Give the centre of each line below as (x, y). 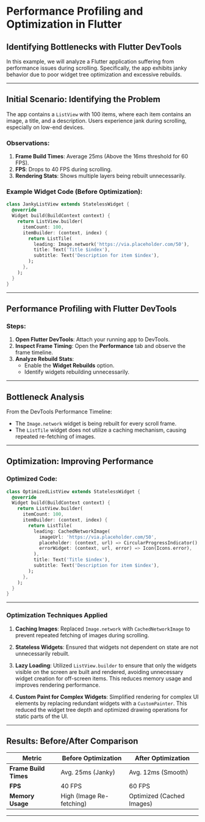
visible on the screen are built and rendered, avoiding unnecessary (99, 672)
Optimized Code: (32, 479)
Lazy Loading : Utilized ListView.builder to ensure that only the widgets (106, 665)
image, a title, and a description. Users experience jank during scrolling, (97, 120)
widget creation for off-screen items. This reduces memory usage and (103, 678)
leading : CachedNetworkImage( (72, 531)
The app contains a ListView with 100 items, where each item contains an (99, 114)
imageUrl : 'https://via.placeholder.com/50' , (98, 537)
